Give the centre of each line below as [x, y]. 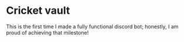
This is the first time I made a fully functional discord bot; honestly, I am [92, 26]
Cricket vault [38, 11]
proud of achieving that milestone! [47, 32]
